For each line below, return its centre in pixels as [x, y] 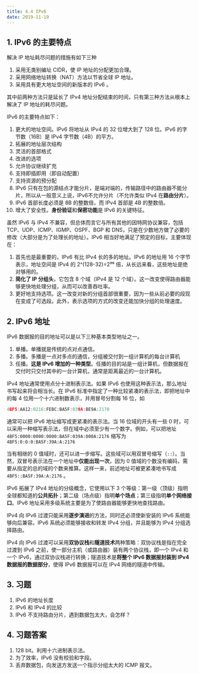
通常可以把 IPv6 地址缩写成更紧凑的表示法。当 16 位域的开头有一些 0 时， [95, 421]
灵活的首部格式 [33, 151]
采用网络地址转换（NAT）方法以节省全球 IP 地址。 [76, 77]
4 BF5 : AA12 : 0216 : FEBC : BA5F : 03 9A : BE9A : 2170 [58, 410]
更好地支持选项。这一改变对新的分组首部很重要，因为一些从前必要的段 [100, 294]
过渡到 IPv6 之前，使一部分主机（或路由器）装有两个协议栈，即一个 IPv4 [94, 550]
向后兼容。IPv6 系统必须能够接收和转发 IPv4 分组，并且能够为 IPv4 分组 [98, 523]
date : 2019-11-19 [28, 17]
